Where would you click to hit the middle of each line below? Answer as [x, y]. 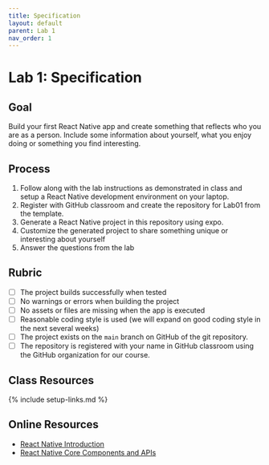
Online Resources [53, 425]
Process [29, 169]
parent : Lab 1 [32, 30]
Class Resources [51, 380]
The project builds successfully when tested [93, 292]
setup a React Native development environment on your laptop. [124, 196]
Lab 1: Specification [75, 78]
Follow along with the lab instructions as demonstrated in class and [131, 188]
